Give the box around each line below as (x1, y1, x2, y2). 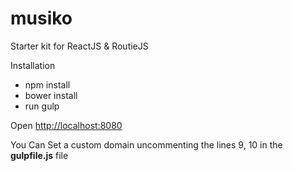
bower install (24, 89, 78, 101)
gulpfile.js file (10, 149, 69, 161)
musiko (10, 7, 73, 30)
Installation (10, 59, 56, 71)
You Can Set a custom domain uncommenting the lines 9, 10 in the (10, 138, 283, 151)
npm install (24, 78, 71, 91)
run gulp (24, 100, 60, 112)
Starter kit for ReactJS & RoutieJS (10, 40, 149, 52)
